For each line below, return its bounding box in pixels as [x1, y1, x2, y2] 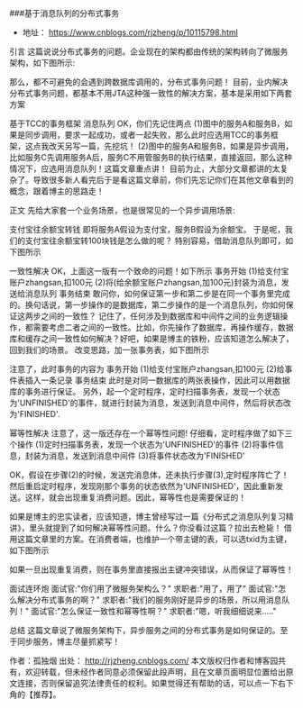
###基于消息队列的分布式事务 [9, 8, 120, 18]
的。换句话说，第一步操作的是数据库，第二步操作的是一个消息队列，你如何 [9, 300, 286, 310]
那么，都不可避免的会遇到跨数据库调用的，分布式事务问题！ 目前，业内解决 [9, 77, 289, 87]
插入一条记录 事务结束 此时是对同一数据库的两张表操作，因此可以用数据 [24, 375, 290, 386]
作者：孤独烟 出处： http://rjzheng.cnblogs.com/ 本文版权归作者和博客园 [9, 656, 279, 666]
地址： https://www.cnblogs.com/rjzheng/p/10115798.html [22, 27, 239, 38]
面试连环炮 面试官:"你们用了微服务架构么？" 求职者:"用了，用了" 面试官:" [9, 584, 279, 594]
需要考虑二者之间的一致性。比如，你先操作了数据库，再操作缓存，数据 [32, 322, 294, 332]
